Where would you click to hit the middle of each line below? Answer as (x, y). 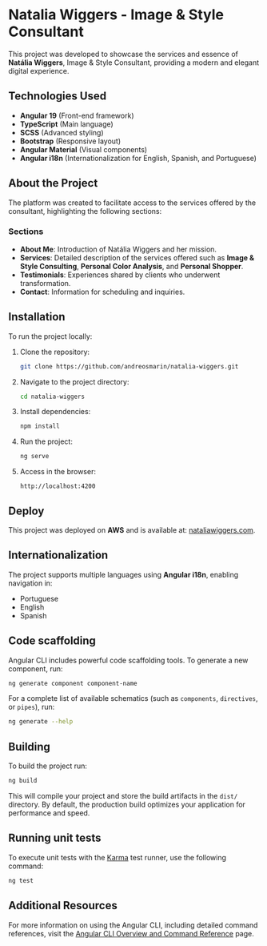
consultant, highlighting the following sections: (85, 211)
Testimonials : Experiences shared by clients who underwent (120, 275)
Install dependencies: (55, 412)
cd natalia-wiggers (52, 397)
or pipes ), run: (32, 707)
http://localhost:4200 (58, 486)
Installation (37, 317)
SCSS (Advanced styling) (62, 132)
